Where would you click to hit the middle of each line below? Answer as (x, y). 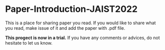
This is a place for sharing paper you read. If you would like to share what (81, 23)
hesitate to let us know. (29, 43)
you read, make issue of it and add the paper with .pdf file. (65, 28)
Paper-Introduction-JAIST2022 (72, 9)
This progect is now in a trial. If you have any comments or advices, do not (83, 38)
